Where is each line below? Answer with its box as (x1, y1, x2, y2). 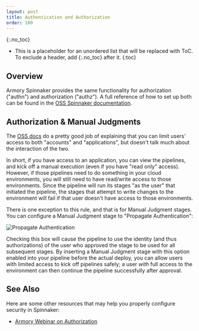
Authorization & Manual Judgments (6, 116, 141, 127)
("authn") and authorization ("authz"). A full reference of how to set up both (6, 93, 192, 100)
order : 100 (6, 20, 33, 26)
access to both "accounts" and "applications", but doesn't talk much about (6, 139, 190, 146)
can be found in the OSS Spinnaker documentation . (6, 99, 132, 107)
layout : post (6, 8, 39, 15)
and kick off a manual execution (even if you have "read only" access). (6, 163, 180, 170)
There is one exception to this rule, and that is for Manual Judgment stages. (6, 206, 192, 213)
